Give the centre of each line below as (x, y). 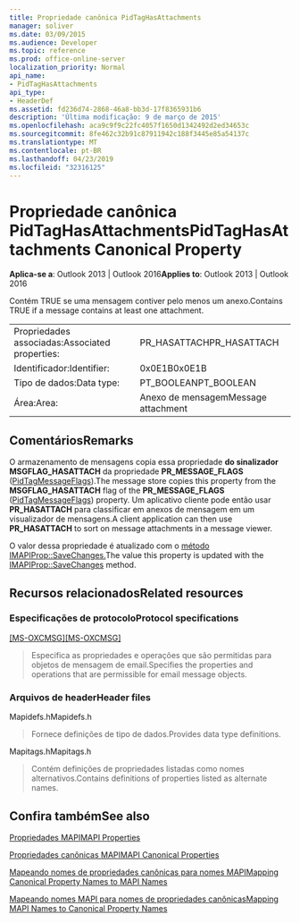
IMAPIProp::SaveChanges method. (73, 565)
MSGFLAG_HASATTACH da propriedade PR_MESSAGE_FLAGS (126, 471)
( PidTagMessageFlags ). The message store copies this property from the (143, 481)
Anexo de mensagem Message (204, 397)
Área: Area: (36, 403)
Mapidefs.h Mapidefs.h (50, 717)
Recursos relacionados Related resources (126, 593)
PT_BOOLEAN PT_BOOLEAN (198, 383)
